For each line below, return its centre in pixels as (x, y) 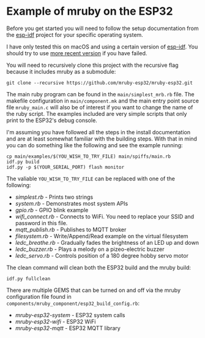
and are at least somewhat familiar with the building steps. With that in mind (102, 139)
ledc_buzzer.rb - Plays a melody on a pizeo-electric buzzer (90, 249)
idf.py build (23, 162)
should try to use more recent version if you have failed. (77, 53)
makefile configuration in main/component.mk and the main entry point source (102, 101)
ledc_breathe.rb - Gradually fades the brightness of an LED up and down (107, 242)
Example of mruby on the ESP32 (90, 11)
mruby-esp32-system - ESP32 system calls (70, 315)
